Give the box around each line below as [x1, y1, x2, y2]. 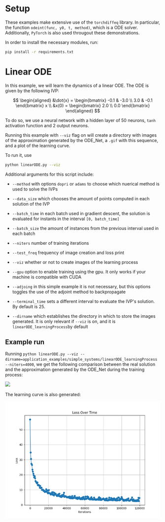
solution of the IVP [12, 201, 50, 207]
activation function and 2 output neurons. [5, 122, 89, 128]
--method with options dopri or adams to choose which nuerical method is [12, 181, 160, 186]
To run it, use [5, 152, 32, 158]
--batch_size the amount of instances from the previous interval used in [12, 225, 159, 231]
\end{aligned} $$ [65, 108, 100, 113]
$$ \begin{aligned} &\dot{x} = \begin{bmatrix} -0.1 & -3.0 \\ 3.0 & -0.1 [13, 97, 153, 103]
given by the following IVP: [5, 87, 60, 94]
